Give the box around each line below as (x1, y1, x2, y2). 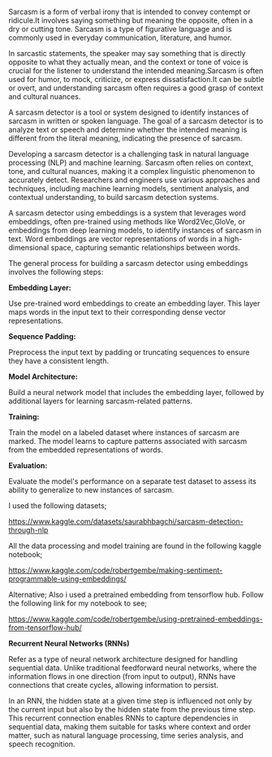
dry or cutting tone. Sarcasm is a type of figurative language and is (8, 24, 232, 33)
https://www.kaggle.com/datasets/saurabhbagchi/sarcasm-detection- (8, 516, 244, 526)
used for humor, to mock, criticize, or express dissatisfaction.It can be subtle (8, 75, 265, 84)
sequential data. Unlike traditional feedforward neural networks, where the (8, 663, 257, 672)
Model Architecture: (8, 372, 79, 381)
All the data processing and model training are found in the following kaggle (8, 541, 262, 550)
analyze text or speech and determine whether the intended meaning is (8, 125, 248, 134)
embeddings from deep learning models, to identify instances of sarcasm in (8, 225, 262, 235)
